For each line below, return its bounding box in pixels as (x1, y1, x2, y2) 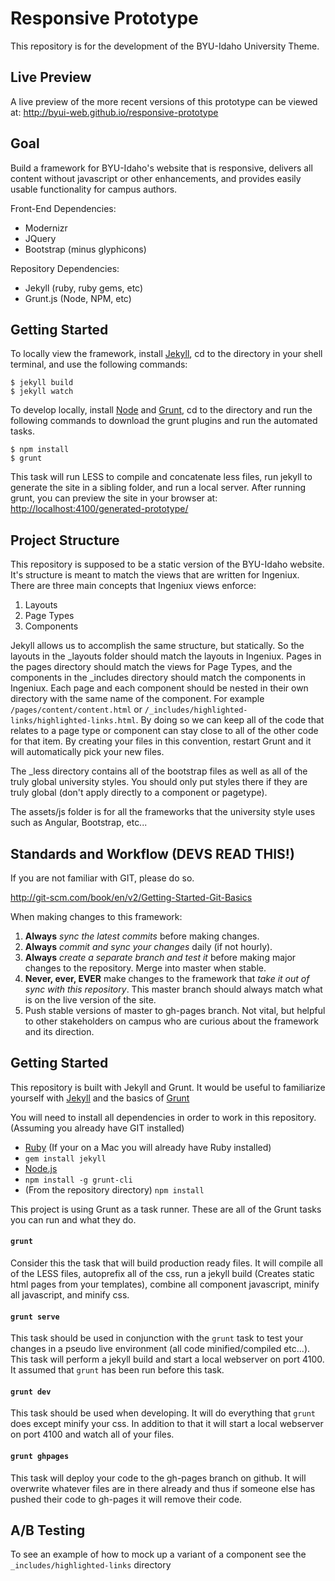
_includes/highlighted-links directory (10, 1559, 172, 1571)
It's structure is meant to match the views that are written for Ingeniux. (10, 569, 300, 581)
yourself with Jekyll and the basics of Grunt (10, 1092, 190, 1104)
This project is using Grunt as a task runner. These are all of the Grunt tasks (10, 1203, 322, 1215)
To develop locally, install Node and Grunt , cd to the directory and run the (10, 404, 313, 416)
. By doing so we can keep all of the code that (135, 714, 325, 726)
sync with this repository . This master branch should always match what (24, 983, 323, 995)
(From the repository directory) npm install (24, 1183, 205, 1196)
